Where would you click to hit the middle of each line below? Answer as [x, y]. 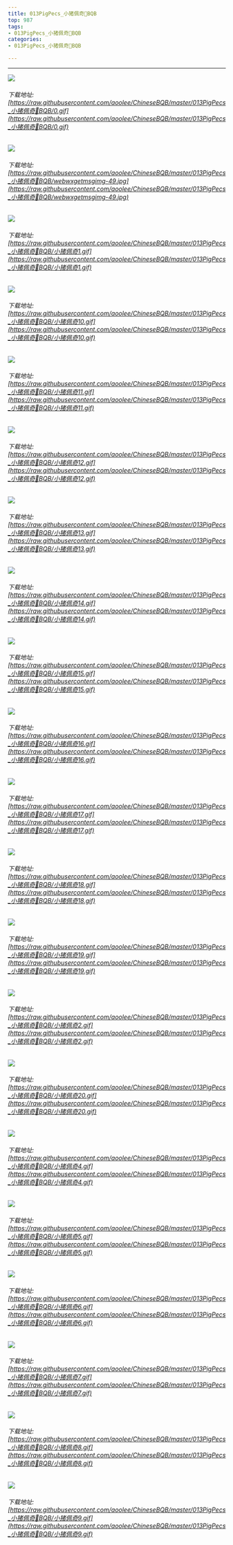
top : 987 [20, 20]
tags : [16, 26]
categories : [25, 40]
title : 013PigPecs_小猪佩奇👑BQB [53, 14]
